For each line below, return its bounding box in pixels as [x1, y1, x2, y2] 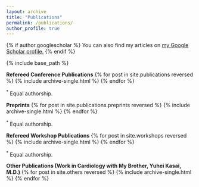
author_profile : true [6, 25, 60, 32]
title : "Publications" [6, 14, 63, 20]
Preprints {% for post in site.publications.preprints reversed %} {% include [6, 101, 191, 108]
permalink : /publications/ [6, 20, 73, 26]
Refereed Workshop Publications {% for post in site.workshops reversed [6, 132, 187, 139]
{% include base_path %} [6, 60, 69, 67]
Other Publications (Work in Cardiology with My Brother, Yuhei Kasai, [6, 162, 182, 170]
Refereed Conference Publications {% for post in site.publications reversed [6, 71, 194, 78]
